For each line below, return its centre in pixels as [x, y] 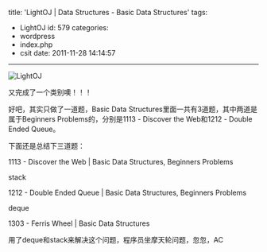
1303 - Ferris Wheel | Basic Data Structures [79, 223]
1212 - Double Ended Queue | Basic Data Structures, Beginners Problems [128, 192]
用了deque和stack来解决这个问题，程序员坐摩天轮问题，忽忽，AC [116, 240]
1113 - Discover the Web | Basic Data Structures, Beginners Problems [121, 162]
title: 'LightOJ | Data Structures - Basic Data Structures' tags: [108, 12]
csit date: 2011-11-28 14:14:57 [68, 53]
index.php [36, 45]
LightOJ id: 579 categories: [64, 27]
